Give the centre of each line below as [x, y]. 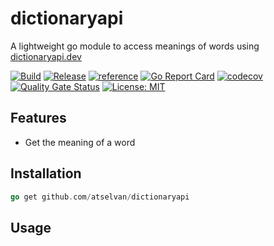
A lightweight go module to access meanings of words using [135, 46]
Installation [46, 173]
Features [38, 118]
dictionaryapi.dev [46, 56]
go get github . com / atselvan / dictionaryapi [100, 197]
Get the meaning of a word [80, 142]
